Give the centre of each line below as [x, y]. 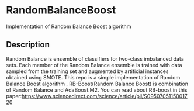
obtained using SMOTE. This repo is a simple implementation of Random [93, 77]
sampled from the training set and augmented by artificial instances [87, 71]
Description [28, 45]
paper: [14, 96]
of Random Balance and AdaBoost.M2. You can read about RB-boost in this [97, 90]
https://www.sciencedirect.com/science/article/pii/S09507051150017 [105, 96]
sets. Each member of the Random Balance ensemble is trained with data [94, 65]
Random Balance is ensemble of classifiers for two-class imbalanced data [95, 58]
